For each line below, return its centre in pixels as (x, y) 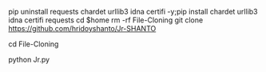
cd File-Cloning (34, 44)
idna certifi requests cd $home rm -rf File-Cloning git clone (106, 20)
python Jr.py (29, 60)
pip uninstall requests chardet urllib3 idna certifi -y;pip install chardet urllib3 (133, 12)
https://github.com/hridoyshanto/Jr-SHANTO (82, 28)
